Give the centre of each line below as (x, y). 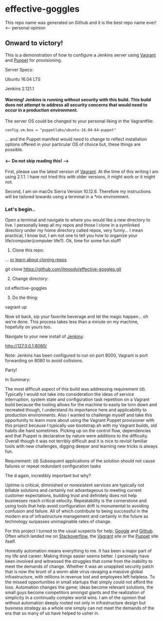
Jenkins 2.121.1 (19, 89)
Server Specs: (19, 69)
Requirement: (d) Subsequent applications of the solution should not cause (80, 461)
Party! (11, 370)
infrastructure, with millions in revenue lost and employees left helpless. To (80, 577)
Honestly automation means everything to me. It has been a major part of (78, 551)
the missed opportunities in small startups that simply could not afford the (79, 582)
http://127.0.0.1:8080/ (26, 346)
